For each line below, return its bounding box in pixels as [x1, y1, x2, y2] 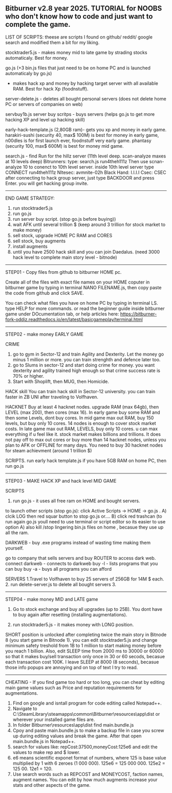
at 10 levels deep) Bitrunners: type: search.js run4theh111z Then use [5, 158, 148, 164]
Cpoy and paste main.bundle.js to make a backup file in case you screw [12, 727, 164, 733]
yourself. [5, 545, 24, 551]
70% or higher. [12, 373, 45, 379]
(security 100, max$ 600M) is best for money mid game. [5, 143, 124, 149]
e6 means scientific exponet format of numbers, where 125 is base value [12, 754, 166, 761]
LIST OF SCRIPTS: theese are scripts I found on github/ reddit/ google [5, 33, 153, 40]
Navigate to [12, 705, 37, 712]
